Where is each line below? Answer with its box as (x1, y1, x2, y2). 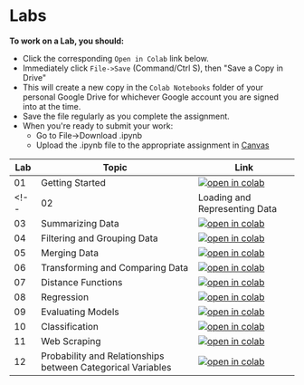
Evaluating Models (40, 305, 119, 318)
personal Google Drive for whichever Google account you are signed (22, 91, 279, 102)
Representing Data (197, 202, 278, 215)
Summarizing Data (40, 217, 119, 229)
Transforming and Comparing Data (40, 261, 189, 274)
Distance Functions (40, 275, 123, 288)
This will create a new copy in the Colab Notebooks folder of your (22, 82, 264, 92)
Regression (40, 291, 89, 303)
